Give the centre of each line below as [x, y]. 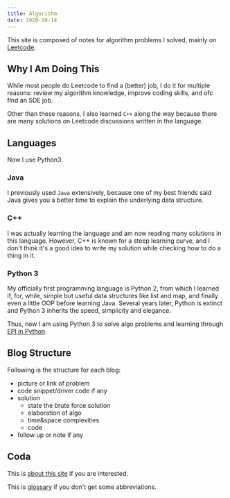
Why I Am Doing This [53, 69]
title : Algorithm [32, 14]
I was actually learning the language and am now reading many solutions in [114, 233]
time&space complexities [63, 420]
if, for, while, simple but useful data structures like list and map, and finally [113, 296]
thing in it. [21, 255]
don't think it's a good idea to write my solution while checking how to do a [114, 248]
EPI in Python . [27, 332]
